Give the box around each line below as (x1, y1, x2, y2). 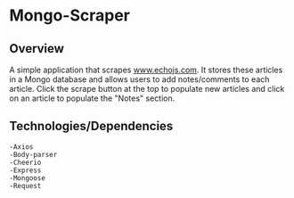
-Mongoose (9, 173, 46, 183)
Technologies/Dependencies (9, 119, 174, 134)
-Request (9, 181, 42, 190)
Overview (9, 41, 65, 56)
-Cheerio (9, 158, 42, 167)
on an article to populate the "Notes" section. (9, 93, 176, 103)
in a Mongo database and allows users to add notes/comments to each (9, 74, 270, 85)
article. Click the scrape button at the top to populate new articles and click (9, 84, 285, 94)
